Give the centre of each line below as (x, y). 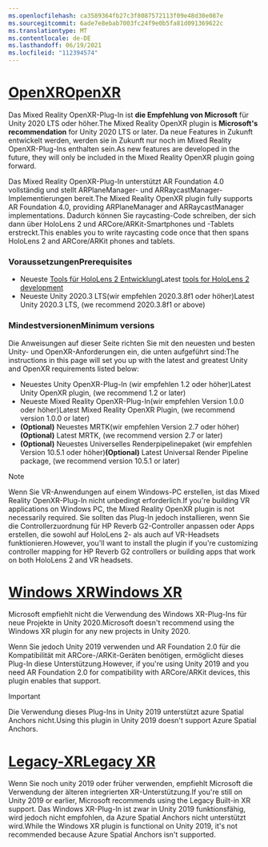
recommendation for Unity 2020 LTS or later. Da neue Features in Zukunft (131, 131)
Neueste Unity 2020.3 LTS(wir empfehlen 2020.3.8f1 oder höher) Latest (137, 296)
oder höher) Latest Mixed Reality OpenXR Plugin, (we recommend (127, 409)
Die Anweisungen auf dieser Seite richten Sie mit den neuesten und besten (132, 343)
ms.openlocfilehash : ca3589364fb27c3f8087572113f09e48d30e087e (116, 16)
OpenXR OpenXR (65, 93)
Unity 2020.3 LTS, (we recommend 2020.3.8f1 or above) (112, 305)
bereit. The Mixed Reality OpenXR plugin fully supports (164, 198)
